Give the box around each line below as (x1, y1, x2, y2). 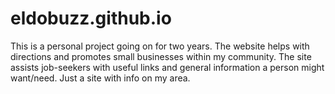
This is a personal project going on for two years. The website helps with (10, 40, 310, 52)
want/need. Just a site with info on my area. (10, 72, 191, 84)
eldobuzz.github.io (10, 7, 172, 30)
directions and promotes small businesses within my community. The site (10, 50, 312, 62)
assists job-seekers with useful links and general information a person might (10, 61, 325, 73)
